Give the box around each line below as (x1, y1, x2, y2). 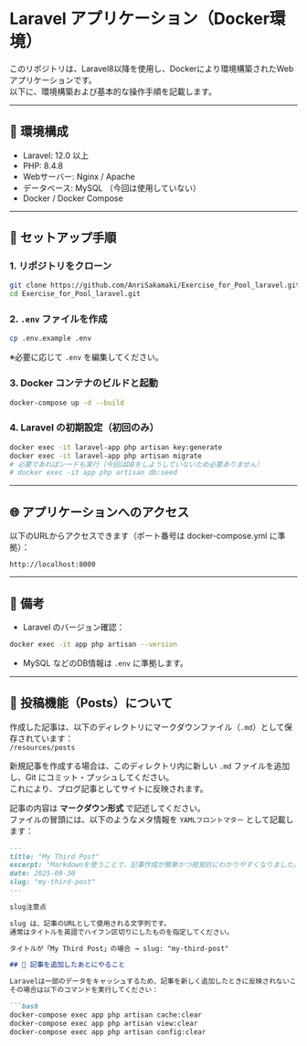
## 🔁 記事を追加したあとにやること (9, 960, 126, 969)
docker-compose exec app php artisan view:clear (9, 1019, 198, 1028)
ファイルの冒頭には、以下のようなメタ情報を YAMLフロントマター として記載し (9, 814, 294, 825)
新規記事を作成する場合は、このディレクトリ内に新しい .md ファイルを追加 (9, 760, 291, 771)
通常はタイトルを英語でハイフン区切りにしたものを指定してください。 (9, 927, 234, 936)
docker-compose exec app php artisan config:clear (9, 1027, 206, 1037)
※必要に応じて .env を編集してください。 (9, 352, 164, 363)
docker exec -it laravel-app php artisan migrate (9, 451, 203, 460)
